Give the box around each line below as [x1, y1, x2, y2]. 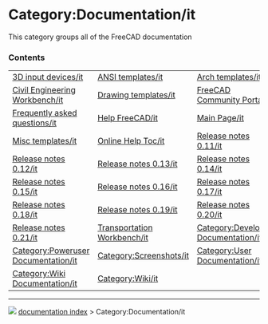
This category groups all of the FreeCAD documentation [8, 32, 193, 41]
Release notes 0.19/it [97, 204, 178, 215]
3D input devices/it [12, 72, 84, 83]
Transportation [97, 222, 153, 233]
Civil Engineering [12, 85, 76, 96]
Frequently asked [12, 108, 77, 119]
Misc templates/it [12, 136, 77, 147]
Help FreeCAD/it [97, 113, 158, 124]
